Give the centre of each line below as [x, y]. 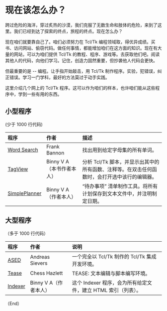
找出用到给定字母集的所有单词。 [120, 150]
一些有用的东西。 [44, 94]
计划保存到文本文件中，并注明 [117, 193]
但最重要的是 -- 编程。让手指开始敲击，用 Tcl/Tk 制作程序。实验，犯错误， [81, 71]
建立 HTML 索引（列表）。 [112, 290]
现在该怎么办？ [36, 10]
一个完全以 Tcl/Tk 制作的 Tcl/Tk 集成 [114, 256]
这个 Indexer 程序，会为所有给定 [110, 283]
